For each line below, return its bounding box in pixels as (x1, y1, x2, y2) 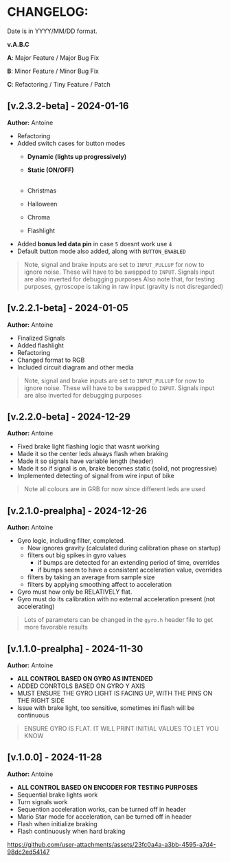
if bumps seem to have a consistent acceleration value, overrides (37, 565, 222, 574)
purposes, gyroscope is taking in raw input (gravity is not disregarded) (23, 282, 224, 290)
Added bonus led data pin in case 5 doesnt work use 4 (16, 239, 172, 248)
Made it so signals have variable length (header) (16, 457, 154, 465)
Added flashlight (16, 341, 64, 349)
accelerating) (16, 603, 55, 611)
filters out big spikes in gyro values (27, 551, 127, 559)
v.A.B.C (7, 40, 30, 48)
